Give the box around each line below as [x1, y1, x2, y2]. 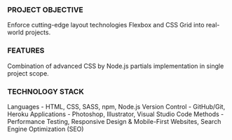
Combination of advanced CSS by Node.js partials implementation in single [7, 62, 224, 70]
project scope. [7, 69, 49, 78]
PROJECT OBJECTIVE [7, 5, 84, 15]
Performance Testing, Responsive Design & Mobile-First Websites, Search [7, 117, 221, 125]
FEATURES [7, 45, 45, 55]
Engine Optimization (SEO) [7, 125, 84, 133]
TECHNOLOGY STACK [7, 86, 84, 96]
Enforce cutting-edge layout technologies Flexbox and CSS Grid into [7, 21, 205, 29]
